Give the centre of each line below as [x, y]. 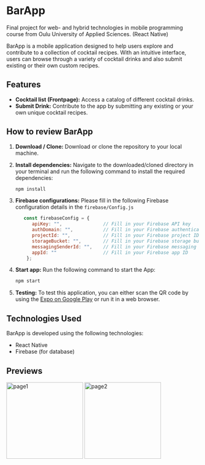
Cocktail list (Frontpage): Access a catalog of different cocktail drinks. [105, 99]
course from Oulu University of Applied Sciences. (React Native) [88, 34]
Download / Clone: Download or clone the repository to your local [99, 146]
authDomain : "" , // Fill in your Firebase [100, 230]
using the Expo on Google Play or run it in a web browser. [88, 299]
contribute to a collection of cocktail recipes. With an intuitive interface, [96, 52]
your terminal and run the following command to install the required [100, 171]
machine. [27, 153]
